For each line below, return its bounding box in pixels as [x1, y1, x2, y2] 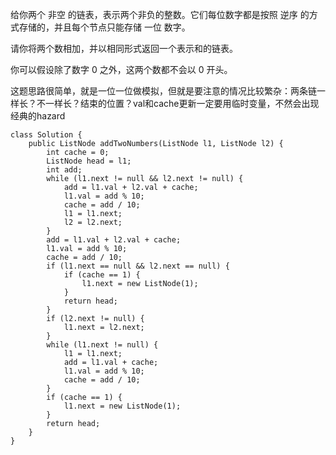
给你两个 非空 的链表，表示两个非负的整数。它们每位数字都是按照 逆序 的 [10, 9, 310, 20]
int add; [46, 165, 83, 175]
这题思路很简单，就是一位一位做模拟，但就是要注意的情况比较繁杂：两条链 [10, 85, 317, 97]
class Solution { [10, 130, 83, 140]
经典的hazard [10, 110, 66, 122]
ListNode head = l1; [46, 156, 132, 166]
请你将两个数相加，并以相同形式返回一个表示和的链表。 [10, 43, 238, 54]
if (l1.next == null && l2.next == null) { [46, 261, 230, 271]
